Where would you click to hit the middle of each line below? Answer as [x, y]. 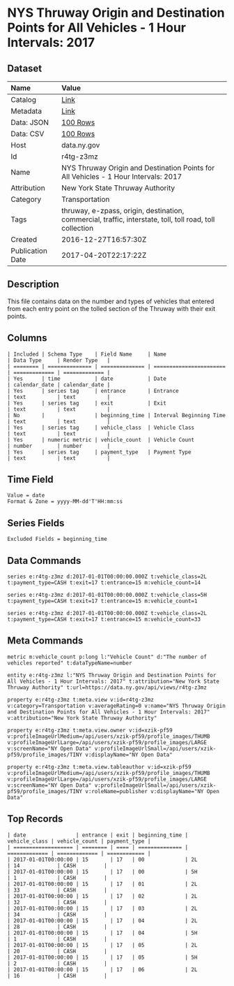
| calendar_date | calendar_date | [59, 385]
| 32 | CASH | [57, 902]
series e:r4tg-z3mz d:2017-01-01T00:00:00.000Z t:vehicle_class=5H [107, 595]
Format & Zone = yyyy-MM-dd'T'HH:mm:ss [65, 502]
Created [24, 239]
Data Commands [44, 560]
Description [33, 284]
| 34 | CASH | [57, 914]
